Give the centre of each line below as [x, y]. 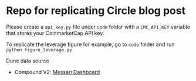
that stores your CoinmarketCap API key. [55, 33]
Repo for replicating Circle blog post [96, 11]
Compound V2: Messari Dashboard [57, 72]
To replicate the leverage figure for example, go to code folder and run [90, 44]
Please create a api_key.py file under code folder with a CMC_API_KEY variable [98, 27]
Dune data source [28, 61]
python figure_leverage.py [39, 50]
